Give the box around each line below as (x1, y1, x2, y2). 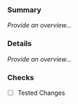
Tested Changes (17, 88, 65, 97)
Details (7, 39, 32, 49)
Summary (7, 5, 42, 15)
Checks (7, 72, 34, 82)
